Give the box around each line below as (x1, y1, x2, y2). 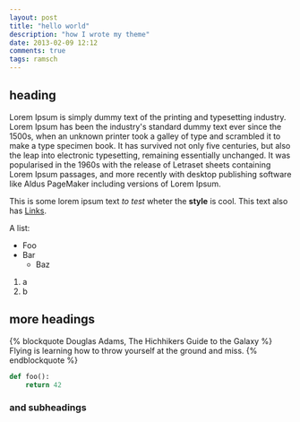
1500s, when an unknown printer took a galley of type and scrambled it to (9, 131, 281, 142)
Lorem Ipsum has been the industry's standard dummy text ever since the (9, 121, 282, 132)
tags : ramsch (9, 55, 58, 64)
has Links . (9, 205, 47, 216)
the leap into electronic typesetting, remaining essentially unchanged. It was (9, 150, 291, 160)
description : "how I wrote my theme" (9, 30, 150, 39)
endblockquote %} (9, 355, 79, 366)
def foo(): (9, 372, 50, 381)
